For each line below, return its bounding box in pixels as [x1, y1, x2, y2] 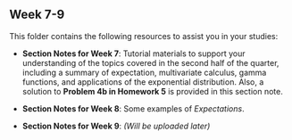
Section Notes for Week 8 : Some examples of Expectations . [21, 103, 245, 114]
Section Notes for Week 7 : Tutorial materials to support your [21, 48, 246, 59]
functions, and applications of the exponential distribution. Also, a [21, 76, 264, 87]
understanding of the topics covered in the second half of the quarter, [21, 57, 279, 68]
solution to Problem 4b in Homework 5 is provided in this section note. [21, 86, 283, 96]
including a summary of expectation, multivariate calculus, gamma [21, 67, 267, 78]
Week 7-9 [9, 7, 65, 22]
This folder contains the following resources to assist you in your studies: [9, 30, 279, 41]
